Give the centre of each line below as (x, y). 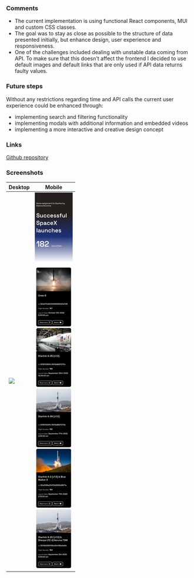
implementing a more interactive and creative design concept (89, 129)
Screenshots (25, 172)
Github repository (27, 157)
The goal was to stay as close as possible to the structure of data (93, 34)
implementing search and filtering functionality (71, 117)
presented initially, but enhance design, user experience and (88, 40)
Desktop (19, 187)
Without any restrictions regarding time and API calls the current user (90, 99)
